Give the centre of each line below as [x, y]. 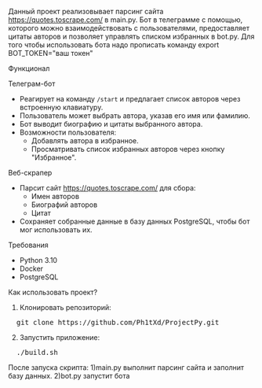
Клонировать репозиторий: [65, 307]
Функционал [29, 68]
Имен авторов [55, 196]
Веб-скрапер [30, 173]
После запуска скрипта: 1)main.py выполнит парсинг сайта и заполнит [126, 368]
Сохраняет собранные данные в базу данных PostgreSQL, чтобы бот [135, 221]
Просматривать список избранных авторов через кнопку [128, 149]
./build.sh [37, 352]
